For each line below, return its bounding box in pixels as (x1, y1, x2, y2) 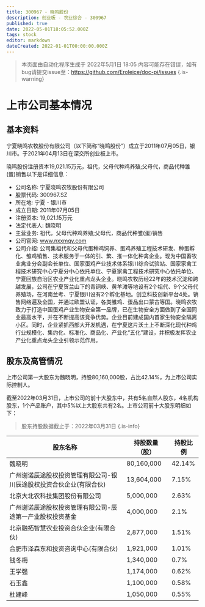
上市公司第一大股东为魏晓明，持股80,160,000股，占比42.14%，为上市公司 (6, 373, 192, 381)
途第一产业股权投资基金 (9, 512, 77, 521)
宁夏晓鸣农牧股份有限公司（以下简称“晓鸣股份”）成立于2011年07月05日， (6, 142, 190, 149)
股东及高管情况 (6, 356, 63, 367)
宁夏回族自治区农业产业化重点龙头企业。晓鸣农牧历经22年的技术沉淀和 (15, 275, 193, 282)
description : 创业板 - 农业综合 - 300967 (6, 15, 107, 21)
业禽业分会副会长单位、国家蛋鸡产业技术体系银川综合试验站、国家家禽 (15, 259, 192, 267)
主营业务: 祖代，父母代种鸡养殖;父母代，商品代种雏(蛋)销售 (15, 229, 164, 236)
